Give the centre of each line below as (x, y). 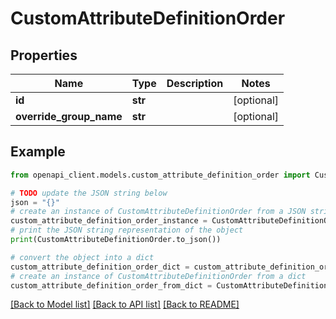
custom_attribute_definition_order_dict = (100, 267)
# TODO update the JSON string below (89, 193)
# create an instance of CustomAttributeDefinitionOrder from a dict (158, 276)
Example (38, 152)
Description (195, 83)
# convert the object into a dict (82, 257)
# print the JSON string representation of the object (127, 230)
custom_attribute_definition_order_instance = (109, 221)
